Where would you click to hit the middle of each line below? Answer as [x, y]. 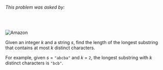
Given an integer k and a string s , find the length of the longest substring [82, 43]
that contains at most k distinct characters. [50, 48]
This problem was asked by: [35, 7]
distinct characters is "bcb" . [34, 63]
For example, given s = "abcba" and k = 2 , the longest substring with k [79, 58]
